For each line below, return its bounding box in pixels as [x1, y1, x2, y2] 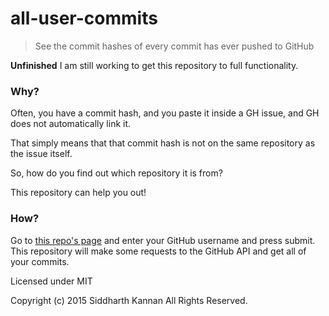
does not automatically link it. [10, 118, 132, 130]
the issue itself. [10, 148, 73, 160]
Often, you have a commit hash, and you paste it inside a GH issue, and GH [10, 107, 320, 119]
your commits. [10, 255, 70, 267]
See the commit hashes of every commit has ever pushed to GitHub [34, 40, 315, 52]
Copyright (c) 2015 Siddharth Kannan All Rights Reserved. [10, 294, 248, 306]
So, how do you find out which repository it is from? [10, 167, 223, 179]
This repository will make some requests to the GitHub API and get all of [10, 245, 307, 257]
